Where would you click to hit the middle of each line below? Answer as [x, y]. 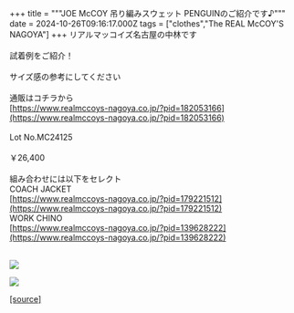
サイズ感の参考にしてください [65, 77]
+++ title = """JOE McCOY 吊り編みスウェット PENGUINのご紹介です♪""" [147, 13]
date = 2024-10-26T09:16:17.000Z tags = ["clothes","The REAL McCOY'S [147, 24]
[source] [26, 299]
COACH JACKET [41, 189]
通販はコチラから [42, 98]
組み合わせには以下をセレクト [65, 179]
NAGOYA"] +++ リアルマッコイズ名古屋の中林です [104, 34]
